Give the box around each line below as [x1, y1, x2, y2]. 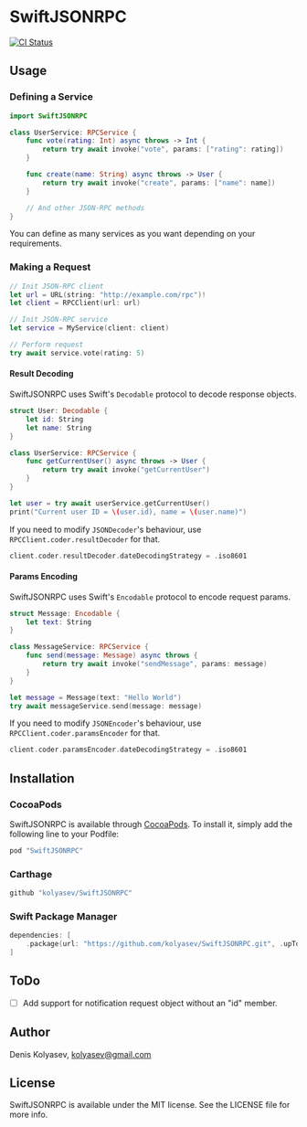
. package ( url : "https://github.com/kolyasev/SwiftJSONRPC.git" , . [26, 940, 284, 949]
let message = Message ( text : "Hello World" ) [9, 693, 182, 702]
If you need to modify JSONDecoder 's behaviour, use [9, 524, 202, 535]
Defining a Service [9, 90, 94, 103]
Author [9, 1025, 50, 1040]
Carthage [9, 867, 53, 880]
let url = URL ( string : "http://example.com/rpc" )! [9, 290, 206, 299]
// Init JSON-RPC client [9, 282, 104, 291]
